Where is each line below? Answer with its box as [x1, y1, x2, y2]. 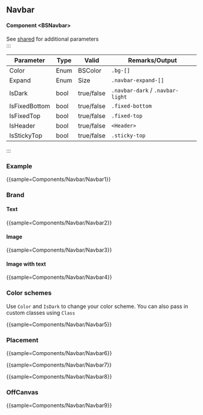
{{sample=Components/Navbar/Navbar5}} [6, 321, 112, 328]
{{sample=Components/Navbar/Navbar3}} [6, 246, 112, 253]
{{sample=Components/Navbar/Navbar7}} [6, 361, 112, 368]
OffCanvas [6, 388, 39, 396]
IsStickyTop [9, 131, 42, 140]
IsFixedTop [9, 111, 41, 120]
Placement [6, 336, 39, 344]
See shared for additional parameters [6, 35, 99, 42]
